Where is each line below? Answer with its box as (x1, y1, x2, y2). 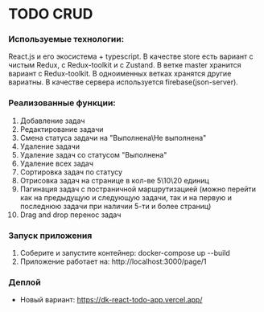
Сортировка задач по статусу (19, 166, 123, 177)
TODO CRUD (8, 5, 93, 23)
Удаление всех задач (19, 158, 94, 168)
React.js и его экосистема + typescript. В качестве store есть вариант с (8, 51, 254, 61)
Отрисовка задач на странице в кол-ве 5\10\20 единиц (19, 175, 209, 185)
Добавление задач (19, 116, 85, 125)
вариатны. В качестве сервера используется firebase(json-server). (8, 77, 239, 87)
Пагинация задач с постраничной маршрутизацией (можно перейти (19, 184, 256, 194)
